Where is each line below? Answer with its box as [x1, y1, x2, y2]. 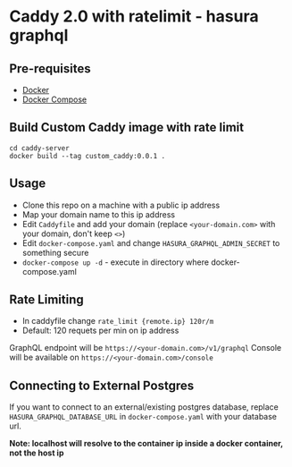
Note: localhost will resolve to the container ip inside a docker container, [9, 438, 284, 449]
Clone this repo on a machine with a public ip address [21, 200, 221, 210]
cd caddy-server [9, 143, 70, 153]
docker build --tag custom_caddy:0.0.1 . [9, 151, 166, 160]
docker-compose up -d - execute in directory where [21, 257, 210, 267]
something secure [21, 247, 89, 258]
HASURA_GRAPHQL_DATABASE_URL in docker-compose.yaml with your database [9, 412, 277, 422]
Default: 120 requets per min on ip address [21, 325, 179, 336]
